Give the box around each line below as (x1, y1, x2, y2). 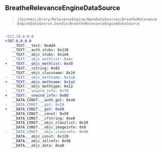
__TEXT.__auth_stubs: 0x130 (11, 47, 69, 53)
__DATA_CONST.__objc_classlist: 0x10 (11, 120, 89, 125)
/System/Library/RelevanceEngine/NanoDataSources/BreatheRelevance (17, 17, 157, 22)
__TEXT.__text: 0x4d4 (11, 43, 56, 48)
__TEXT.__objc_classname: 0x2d (11, 70, 76, 75)
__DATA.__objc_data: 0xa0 (11, 143, 64, 148)
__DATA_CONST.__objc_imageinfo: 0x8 (11, 125, 86, 130)
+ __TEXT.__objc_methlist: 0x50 (5, 61, 73, 66)
